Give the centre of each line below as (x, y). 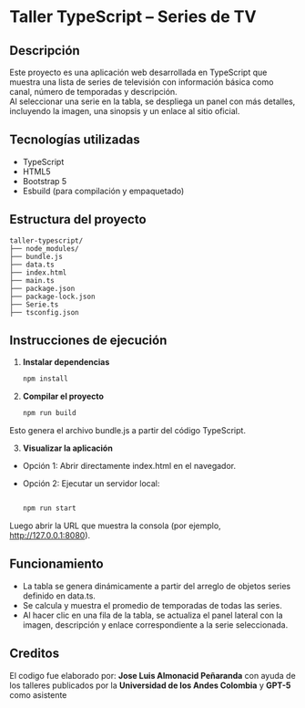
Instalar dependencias (66, 362)
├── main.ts (32, 280)
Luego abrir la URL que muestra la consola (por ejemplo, (115, 526)
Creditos (35, 654)
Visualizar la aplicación (68, 448)
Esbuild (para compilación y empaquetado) (103, 191)
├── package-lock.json (52, 297)
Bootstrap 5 (45, 181)
